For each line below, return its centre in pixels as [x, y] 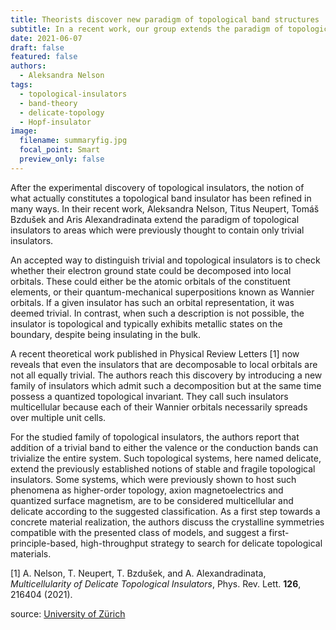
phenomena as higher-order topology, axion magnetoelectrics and [147, 490]
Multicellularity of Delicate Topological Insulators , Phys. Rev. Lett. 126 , [156, 583]
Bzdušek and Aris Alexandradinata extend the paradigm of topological [155, 219]
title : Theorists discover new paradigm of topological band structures [165, 19]
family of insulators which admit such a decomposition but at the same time [166, 385]
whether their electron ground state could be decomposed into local [151, 270]
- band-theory [48, 103]
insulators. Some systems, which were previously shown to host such [153, 479]
